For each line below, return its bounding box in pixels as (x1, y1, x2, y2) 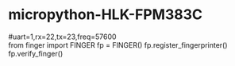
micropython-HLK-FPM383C (8, 6, 203, 24)
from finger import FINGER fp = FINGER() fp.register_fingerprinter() (8, 40, 228, 49)
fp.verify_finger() (8, 49, 64, 58)
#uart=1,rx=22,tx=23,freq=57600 (8, 32, 117, 41)
